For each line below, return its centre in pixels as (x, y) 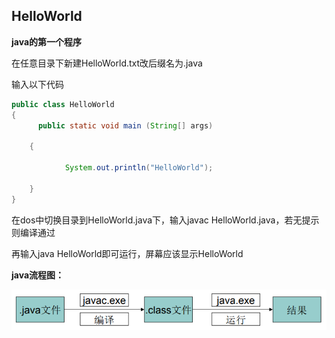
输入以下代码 (37, 84)
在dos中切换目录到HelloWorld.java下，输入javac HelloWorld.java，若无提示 (165, 220)
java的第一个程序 (47, 41)
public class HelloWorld (63, 104)
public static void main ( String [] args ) (125, 125)
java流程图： (38, 275)
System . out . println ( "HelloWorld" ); (139, 168)
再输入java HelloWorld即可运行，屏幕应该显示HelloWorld (127, 253)
